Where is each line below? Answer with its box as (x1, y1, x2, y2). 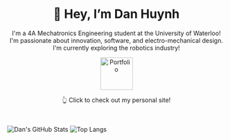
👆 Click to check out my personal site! (62, 96, 171, 104)
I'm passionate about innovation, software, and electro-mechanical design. (9, 36, 224, 44)
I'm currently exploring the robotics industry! (53, 43, 180, 52)
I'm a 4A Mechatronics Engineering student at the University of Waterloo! (12, 29, 221, 37)
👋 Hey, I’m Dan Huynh (53, 6, 180, 22)
